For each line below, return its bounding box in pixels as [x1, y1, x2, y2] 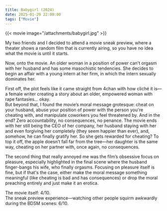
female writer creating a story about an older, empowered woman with [8, 91, 153, 97]
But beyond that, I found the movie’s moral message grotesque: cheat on [5, 102, 154, 108]
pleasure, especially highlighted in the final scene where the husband [5, 159, 148, 165]
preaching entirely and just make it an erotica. [5, 180, 99, 186]
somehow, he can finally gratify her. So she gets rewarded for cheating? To [5, 133, 159, 140]
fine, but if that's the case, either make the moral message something [5, 170, 148, 176]
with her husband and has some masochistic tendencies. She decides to [5, 65, 154, 71]
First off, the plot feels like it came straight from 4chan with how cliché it [5, 86, 153, 92]
